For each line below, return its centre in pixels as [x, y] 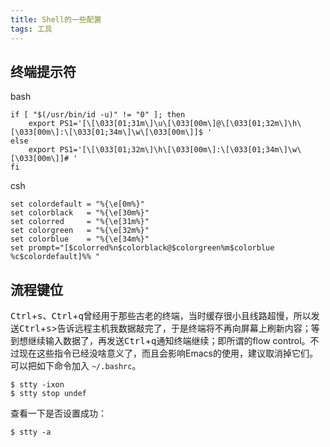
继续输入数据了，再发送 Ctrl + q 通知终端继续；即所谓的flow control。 [169, 341]
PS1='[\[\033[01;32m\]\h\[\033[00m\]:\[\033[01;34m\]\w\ [180, 150]
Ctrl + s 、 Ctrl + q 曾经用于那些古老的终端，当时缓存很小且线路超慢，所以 [161, 316]
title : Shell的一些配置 [56, 19]
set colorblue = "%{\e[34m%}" [80, 239]
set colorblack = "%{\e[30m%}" [80, 213]
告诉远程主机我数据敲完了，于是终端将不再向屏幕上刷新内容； [184, 328]
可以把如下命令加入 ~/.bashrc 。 [76, 366]
